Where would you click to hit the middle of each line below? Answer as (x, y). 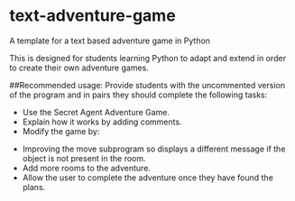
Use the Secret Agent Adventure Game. (96, 112)
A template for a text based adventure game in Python (110, 41)
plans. (34, 187)
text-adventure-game (92, 16)
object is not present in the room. (84, 158)
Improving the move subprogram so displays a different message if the (154, 149)
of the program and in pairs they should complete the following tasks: (138, 95)
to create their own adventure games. (79, 68)
